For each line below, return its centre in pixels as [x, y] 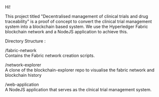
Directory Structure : [25, 41]
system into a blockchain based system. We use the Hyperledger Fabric [77, 27]
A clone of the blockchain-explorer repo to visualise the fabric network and [80, 70]
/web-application [22, 84]
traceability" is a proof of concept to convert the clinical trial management [79, 21]
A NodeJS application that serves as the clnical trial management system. [78, 90]
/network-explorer [23, 65]
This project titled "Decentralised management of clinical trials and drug [77, 16]
